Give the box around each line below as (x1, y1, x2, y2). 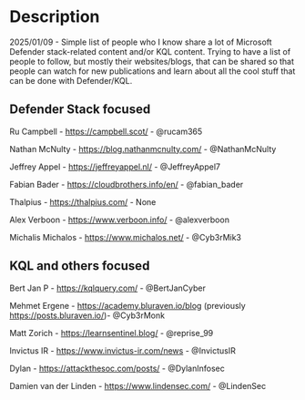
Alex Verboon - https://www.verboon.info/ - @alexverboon (9, 214, 230, 225)
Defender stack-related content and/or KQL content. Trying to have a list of (9, 46, 291, 56)
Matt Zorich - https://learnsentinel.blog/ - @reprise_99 (9, 327, 214, 338)
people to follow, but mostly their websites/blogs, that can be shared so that (9, 56, 294, 67)
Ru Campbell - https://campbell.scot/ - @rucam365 (9, 126, 203, 137)
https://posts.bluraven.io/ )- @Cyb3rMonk (9, 310, 166, 321)
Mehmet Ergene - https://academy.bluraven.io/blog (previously (9, 300, 246, 311)
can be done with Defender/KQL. (9, 75, 133, 86)
